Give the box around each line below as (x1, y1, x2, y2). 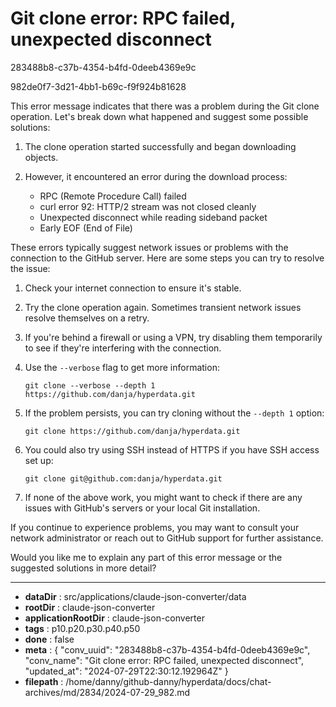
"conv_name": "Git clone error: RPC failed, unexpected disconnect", (24, 654, 305, 666)
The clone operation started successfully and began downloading (24, 140, 297, 152)
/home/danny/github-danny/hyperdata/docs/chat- (65, 675, 272, 687)
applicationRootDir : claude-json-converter (24, 612, 205, 624)
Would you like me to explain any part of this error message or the (10, 551, 283, 563)
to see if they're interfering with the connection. (24, 342, 222, 354)
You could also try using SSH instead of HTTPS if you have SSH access (24, 443, 320, 456)
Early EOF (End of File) (39, 222, 133, 234)
